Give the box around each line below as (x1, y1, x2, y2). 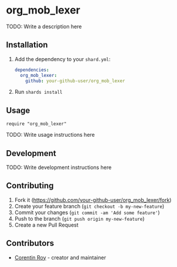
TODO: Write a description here (6, 23, 82, 30)
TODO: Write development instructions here (6, 164, 112, 171)
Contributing (6, 181, 54, 191)
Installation (6, 40, 48, 50)
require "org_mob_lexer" (6, 121, 67, 127)
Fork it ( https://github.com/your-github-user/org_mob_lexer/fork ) (14, 196, 172, 203)
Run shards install (14, 89, 63, 96)
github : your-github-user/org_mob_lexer (25, 77, 125, 84)
